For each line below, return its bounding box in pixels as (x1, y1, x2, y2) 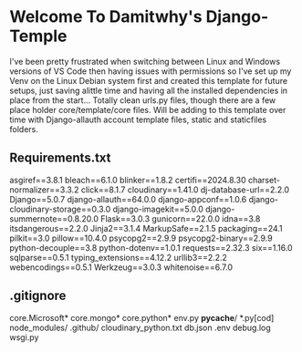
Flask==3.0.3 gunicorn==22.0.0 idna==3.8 (99, 212, 261, 224)
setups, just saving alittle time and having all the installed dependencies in (9, 85, 288, 96)
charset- (247, 174, 281, 185)
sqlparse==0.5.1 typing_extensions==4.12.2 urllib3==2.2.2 (9, 252, 228, 263)
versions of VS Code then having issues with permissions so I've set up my (9, 66, 292, 77)
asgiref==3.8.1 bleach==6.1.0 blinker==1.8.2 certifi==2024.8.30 (9, 174, 246, 185)
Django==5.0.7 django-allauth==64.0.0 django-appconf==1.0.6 (9, 193, 247, 204)
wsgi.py (9, 331, 39, 343)
